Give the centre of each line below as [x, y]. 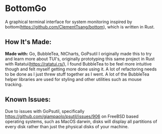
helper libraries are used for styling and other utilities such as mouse [73, 79]
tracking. [14, 84]
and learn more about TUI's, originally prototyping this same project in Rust [80, 59]
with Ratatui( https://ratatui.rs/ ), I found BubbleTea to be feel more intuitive [78, 64]
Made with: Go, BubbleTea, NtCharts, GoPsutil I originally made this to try [78, 54]
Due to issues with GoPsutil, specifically [45, 111]
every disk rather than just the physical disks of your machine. [67, 126]
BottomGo [26, 8]
